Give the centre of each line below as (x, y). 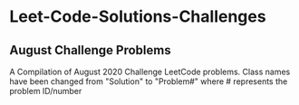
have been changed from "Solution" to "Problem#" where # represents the (149, 81)
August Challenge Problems (90, 50)
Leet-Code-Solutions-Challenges (138, 17)
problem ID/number (46, 91)
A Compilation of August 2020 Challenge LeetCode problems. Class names (150, 72)
